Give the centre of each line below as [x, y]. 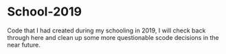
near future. [24, 45]
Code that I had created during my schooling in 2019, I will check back [106, 30]
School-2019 [45, 12]
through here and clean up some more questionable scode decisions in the [113, 37]
